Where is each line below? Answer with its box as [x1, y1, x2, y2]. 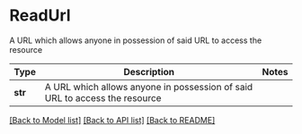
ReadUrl [9, 5, 71, 26]
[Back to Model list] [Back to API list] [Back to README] [9, 114, 216, 125]
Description [123, 65, 175, 78]
